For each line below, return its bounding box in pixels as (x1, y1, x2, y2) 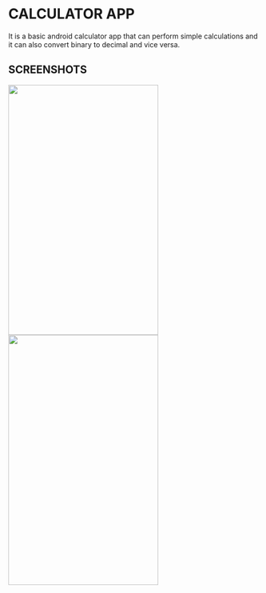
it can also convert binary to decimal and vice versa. (8, 39, 181, 49)
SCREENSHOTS (8, 63, 88, 77)
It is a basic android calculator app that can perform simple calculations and (8, 31, 258, 41)
